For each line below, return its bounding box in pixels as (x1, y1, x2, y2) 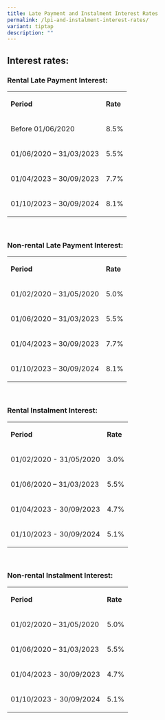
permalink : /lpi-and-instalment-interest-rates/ (7, 17, 149, 23)
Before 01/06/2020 (10, 124, 75, 133)
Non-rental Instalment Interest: (7, 571, 113, 580)
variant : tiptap (7, 23, 54, 30)
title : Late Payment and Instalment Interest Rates (7, 10, 158, 17)
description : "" (7, 29, 54, 36)
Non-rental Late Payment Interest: (7, 240, 124, 250)
